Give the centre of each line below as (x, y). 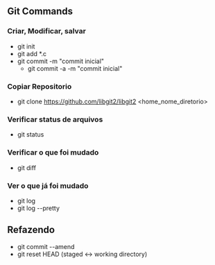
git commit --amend (46, 246)
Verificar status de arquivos (55, 119)
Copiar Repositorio (40, 86)
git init (26, 46)
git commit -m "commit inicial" (61, 61)
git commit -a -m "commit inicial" (75, 68)
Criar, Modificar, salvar (47, 31)
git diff (27, 168)
